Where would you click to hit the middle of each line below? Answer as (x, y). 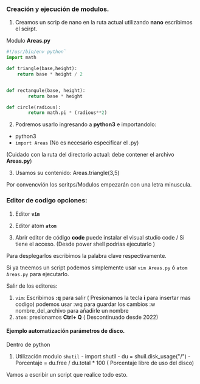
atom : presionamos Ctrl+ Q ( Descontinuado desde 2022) (87, 317)
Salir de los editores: (32, 286)
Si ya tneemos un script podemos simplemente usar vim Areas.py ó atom (97, 268)
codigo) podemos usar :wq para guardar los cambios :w (85, 304)
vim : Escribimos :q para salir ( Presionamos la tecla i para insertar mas (103, 297)
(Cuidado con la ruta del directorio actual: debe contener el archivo (90, 155)
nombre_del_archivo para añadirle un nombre (72, 310)
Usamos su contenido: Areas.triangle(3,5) (67, 173)
